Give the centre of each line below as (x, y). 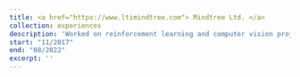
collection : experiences (55, 26)
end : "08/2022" (37, 50)
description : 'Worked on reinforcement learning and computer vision (142, 34)
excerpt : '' (31, 58)
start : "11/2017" (42, 42)
